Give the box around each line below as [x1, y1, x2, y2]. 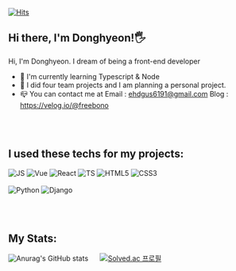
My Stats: [8, 232, 57, 246]
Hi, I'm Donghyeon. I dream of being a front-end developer [8, 56, 201, 66]
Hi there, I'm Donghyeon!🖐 [8, 32, 146, 45]
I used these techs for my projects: [8, 147, 184, 161]
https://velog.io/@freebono [19, 100, 110, 110]
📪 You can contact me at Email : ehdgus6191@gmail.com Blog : [19, 89, 229, 98]
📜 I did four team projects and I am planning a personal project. [19, 80, 226, 90]
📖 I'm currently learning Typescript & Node [19, 71, 161, 81]
